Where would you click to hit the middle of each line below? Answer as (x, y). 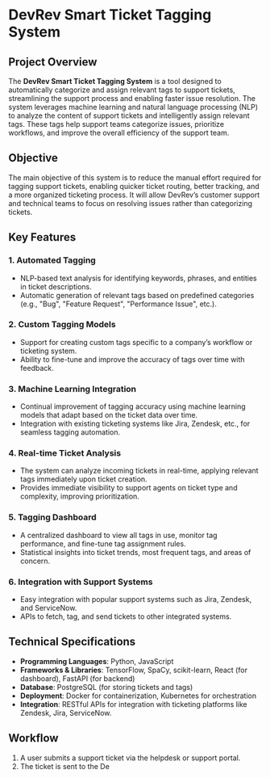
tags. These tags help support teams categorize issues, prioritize (116, 124)
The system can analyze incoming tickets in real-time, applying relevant (139, 471)
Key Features (42, 237)
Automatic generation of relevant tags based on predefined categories (137, 295)
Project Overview (53, 62)
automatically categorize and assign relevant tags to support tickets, (122, 90)
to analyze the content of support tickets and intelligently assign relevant (129, 116)
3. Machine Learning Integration (73, 389)
